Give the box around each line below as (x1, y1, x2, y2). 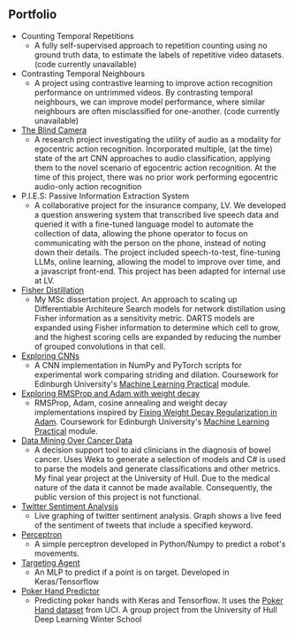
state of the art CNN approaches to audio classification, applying (34, 152, 271, 163)
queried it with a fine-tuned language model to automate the (34, 219, 253, 229)
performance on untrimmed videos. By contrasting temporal (34, 87, 253, 97)
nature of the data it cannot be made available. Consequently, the (34, 482, 273, 492)
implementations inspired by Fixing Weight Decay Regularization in (34, 406, 277, 417)
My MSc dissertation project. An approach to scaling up (34, 294, 238, 305)
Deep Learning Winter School (34, 614, 142, 624)
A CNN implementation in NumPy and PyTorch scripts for (34, 359, 242, 370)
